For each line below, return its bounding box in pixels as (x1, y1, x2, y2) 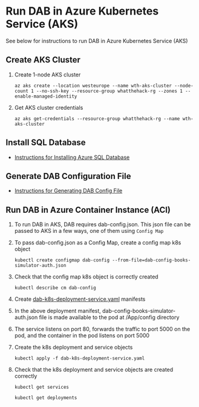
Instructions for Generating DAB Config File (14, 187, 123, 195)
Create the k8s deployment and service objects (14, 344, 133, 351)
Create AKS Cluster (5, 55, 81, 65)
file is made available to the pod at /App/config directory (39, 314, 180, 321)
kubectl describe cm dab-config (14, 285, 96, 291)
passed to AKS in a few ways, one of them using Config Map (14, 227, 164, 235)
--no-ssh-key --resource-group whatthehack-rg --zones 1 (36, 88, 183, 94)
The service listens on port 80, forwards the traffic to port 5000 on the (14, 326, 191, 333)
